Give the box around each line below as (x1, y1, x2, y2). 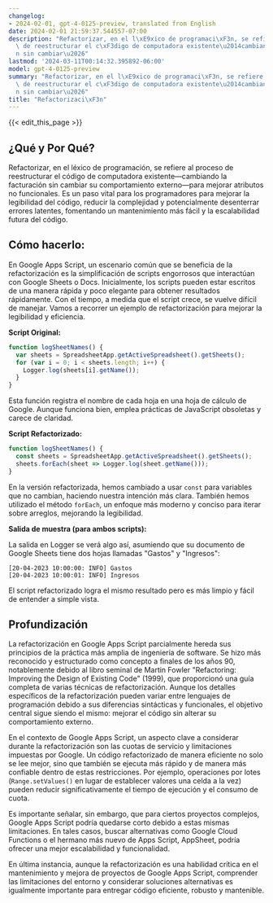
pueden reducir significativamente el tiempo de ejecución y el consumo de (8, 785, 258, 795)
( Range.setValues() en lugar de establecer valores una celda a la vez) (8, 776, 242, 786)
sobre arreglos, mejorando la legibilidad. (8, 508, 144, 518)
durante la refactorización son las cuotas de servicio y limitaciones (8, 742, 232, 752)
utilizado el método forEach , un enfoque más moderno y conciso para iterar (8, 499, 262, 509)
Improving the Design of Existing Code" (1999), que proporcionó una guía (8, 673, 254, 684)
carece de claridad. (8, 413, 74, 423)
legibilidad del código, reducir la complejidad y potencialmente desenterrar (8, 197, 260, 208)
